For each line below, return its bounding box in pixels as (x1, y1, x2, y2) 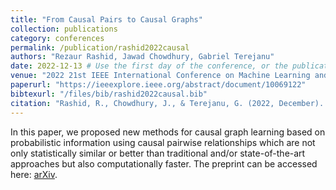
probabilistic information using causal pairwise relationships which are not (10, 136, 316, 148)
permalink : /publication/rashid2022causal (10, 42, 190, 53)
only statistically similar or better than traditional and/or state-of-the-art (10, 147, 306, 159)
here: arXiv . (10, 168, 58, 180)
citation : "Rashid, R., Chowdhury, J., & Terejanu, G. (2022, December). (10, 98, 325, 108)
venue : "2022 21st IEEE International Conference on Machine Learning (10, 71, 311, 81)
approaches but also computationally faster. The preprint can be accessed (10, 157, 318, 170)
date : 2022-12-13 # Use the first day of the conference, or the (10, 61, 288, 71)
